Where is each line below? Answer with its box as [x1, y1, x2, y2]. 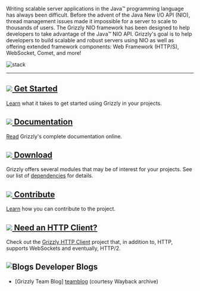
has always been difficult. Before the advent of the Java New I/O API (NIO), [6, 11, 190, 18]
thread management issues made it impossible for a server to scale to [6, 18, 177, 24]
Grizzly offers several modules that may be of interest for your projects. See [6, 166, 192, 173]
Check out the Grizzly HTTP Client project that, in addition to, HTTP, [6, 239, 173, 246]
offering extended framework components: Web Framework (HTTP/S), [6, 43, 180, 50]
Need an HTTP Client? [14, 222, 98, 233]
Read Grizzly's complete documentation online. [6, 132, 123, 140]
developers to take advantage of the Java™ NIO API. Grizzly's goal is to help [6, 30, 192, 38]
